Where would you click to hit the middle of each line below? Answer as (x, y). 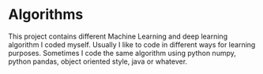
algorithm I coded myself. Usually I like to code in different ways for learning (132, 44)
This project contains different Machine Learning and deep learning (118, 36)
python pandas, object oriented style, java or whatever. (98, 61)
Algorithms (46, 15)
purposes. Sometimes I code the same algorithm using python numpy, (122, 53)
